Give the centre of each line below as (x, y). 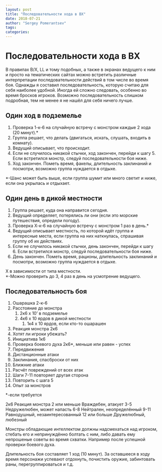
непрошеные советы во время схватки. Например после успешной (75, 439)
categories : (17, 32)
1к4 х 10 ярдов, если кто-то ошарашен (66, 324)
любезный (16, 420)
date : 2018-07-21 (23, 18)
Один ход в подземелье (44, 116)
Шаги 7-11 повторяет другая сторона (50, 375)
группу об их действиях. (38, 241)
